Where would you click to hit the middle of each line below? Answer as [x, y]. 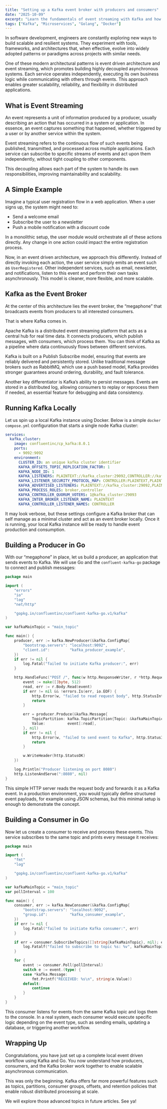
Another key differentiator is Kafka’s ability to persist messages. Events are [82, 381]
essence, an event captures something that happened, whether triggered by [83, 128]
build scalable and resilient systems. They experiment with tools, [71, 43]
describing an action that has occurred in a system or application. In [75, 123]
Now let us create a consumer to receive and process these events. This [79, 832]
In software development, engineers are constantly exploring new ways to [81, 38]
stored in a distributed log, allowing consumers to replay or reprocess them [82, 387]
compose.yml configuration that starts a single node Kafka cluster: [72, 425]
